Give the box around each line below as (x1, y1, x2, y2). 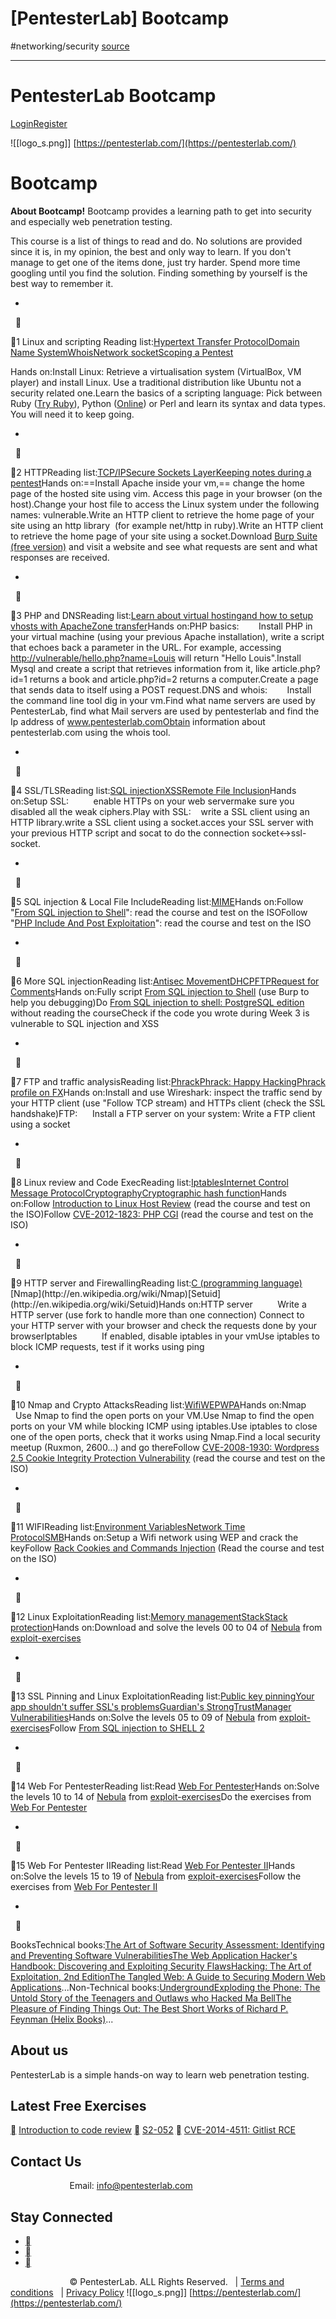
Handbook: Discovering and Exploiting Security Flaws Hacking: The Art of (10, 1960, 312, 1972)
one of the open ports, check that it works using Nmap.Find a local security (10, 1430, 321, 1442)
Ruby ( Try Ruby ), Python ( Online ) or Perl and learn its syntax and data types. (10, 397, 326, 409)
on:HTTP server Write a (187, 1298, 307, 1310)
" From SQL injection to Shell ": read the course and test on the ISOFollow (10, 906, 308, 918)
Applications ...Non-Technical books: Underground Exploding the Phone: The (10, 1981, 321, 1993)
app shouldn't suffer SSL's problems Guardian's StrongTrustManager (10, 1700, 292, 1712)
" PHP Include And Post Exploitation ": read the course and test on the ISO (10, 917, 312, 929)
